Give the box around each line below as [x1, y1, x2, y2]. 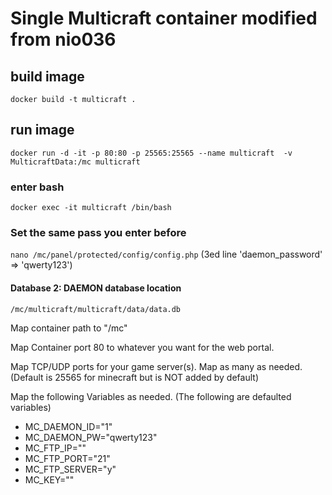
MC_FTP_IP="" [24, 442, 87, 454]
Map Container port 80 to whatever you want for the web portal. [10, 341, 275, 353]
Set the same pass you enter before [10, 226, 187, 240]
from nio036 [10, 28, 117, 51]
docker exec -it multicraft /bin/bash [10, 203, 172, 213]
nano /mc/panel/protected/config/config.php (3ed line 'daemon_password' [10, 248, 323, 261]
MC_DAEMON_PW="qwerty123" [24, 431, 158, 443]
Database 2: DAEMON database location [10, 282, 182, 294]
